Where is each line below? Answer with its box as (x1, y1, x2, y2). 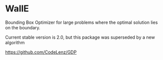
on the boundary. (5, 24, 41, 30)
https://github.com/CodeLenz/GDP (5, 49, 77, 55)
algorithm (5, 39, 25, 45)
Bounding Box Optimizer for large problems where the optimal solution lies (5, 19, 158, 25)
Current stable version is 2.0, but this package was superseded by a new (5, 34, 156, 40)
